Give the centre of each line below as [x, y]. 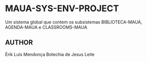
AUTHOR [19, 43]
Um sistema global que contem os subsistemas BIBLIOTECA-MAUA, [74, 22]
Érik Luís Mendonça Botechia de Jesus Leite [50, 54]
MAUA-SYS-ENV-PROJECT [62, 9]
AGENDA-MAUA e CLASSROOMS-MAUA [46, 27]
